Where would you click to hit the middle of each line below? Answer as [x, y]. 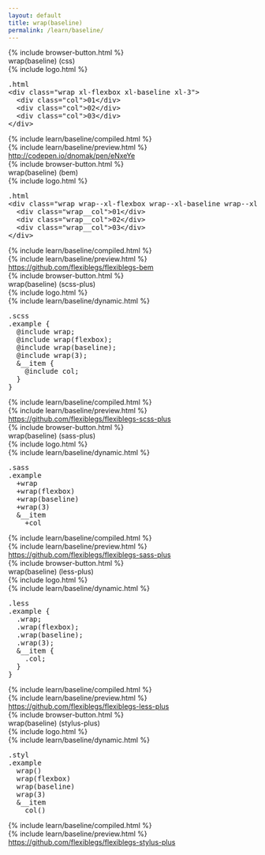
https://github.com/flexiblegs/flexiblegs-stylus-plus [92, 842]
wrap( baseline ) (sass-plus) [52, 436]
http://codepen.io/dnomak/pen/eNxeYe [72, 156]
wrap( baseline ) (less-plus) [51, 572]
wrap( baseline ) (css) [42, 61]
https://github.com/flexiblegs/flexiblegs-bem [81, 267]
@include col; [52, 371]
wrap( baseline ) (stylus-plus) [54, 723]
